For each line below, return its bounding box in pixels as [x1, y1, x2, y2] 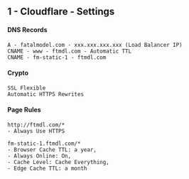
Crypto [7, 69, 29, 77]
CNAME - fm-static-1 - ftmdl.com [7, 53, 107, 61]
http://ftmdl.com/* [7, 121, 65, 129]
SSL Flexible [7, 85, 46, 92]
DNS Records [7, 25, 48, 34]
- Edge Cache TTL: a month [7, 165, 87, 172]
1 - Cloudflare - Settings [7, 6, 115, 18]
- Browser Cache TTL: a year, [7, 146, 97, 153]
